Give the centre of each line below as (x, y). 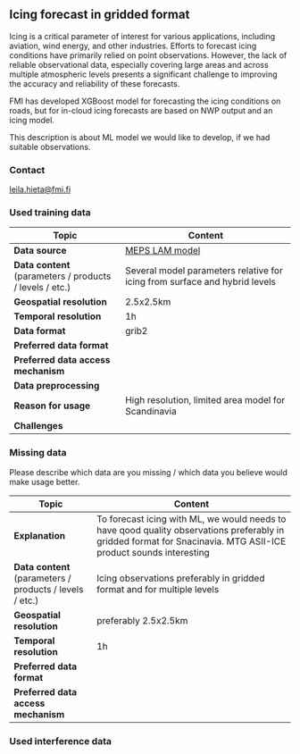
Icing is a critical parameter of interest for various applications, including (142, 36)
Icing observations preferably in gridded (181, 578)
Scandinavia (150, 412)
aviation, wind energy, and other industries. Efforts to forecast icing (133, 46)
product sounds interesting (153, 552)
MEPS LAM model (162, 251)
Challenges (38, 426)
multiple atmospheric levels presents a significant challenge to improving (144, 74)
